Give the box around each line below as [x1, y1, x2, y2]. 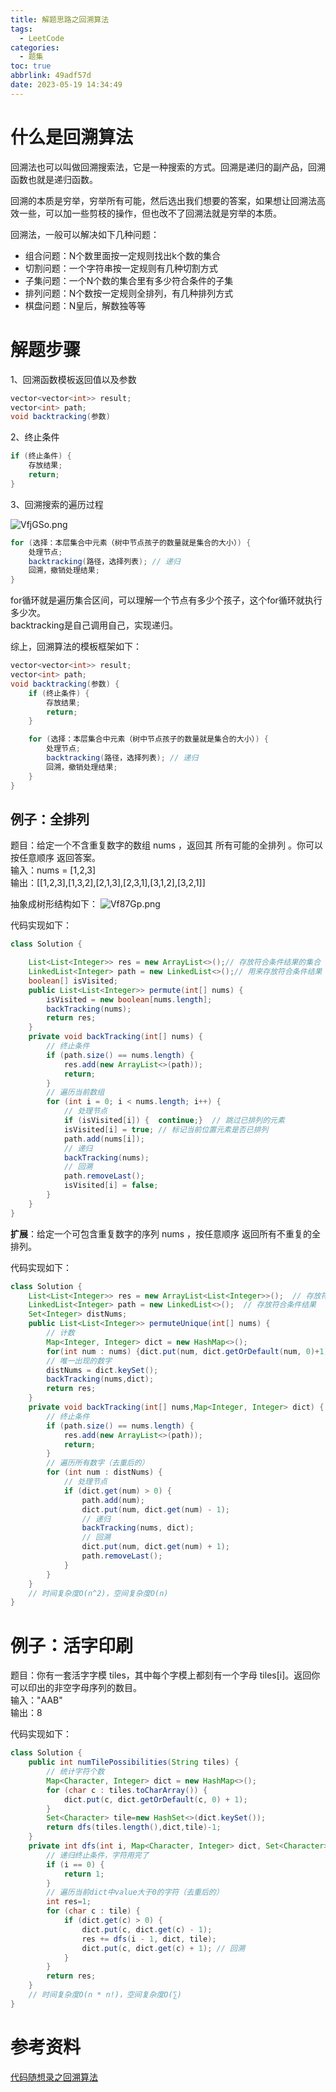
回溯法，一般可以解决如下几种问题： [10, 228, 160, 240]
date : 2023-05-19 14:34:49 [10, 80, 123, 90]
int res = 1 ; [46, 1897, 92, 1907]
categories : [10, 42, 60, 53]
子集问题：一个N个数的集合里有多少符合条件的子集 [24, 274, 234, 286]
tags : [10, 24, 33, 34]
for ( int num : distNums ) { [46, 1467, 163, 1478]
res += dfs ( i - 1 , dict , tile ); [81, 1934, 217, 1944]
